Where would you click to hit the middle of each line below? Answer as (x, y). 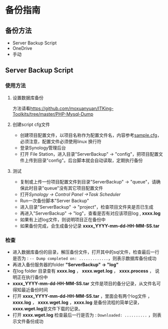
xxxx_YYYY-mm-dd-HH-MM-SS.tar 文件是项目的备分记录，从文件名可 (87, 283)
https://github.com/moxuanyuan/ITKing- (72, 108)
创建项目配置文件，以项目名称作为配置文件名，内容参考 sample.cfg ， (91, 135)
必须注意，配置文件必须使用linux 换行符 (61, 141)
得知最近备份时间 (30, 290)
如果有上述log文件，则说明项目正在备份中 (63, 219)
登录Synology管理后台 (43, 148)
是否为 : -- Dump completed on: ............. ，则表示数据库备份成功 (85, 258)
